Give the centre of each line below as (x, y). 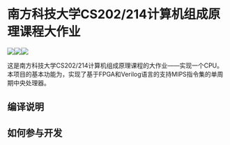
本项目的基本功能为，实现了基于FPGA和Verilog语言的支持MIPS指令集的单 (112, 74)
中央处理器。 (31, 83)
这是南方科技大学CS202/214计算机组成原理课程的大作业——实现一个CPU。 (115, 65)
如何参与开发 (35, 133)
